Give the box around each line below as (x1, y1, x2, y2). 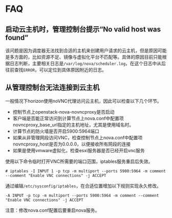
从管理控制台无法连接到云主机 (5, 83, 100, 92)
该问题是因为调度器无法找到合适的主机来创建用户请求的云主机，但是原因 (5, 47, 158, 53)
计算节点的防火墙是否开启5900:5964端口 (12, 128, 100, 134)
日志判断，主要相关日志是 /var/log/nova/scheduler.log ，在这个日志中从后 (9, 60, 166, 66)
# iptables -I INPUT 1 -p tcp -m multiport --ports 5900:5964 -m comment (5, 168, 166, 174)
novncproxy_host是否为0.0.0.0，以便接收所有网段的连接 (12, 141, 131, 147)
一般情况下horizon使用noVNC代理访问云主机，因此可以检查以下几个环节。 (5, 98, 162, 104)
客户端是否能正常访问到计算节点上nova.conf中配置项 (12, 115, 124, 121)
